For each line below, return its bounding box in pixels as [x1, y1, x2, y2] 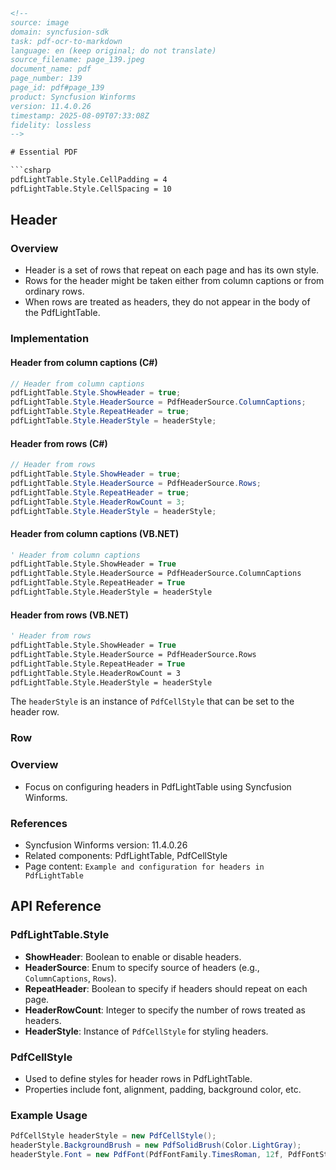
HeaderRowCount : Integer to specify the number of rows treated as [24, 1004, 306, 1016]
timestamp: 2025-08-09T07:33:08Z [10, 110, 150, 121]
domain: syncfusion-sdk [10, 27, 110, 37]
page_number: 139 [10, 74, 83, 84]
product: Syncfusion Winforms [10, 92, 137, 102]
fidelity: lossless [10, 120, 92, 130]
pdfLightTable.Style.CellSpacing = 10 [10, 184, 172, 194]
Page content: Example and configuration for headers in [24, 860, 265, 872]
